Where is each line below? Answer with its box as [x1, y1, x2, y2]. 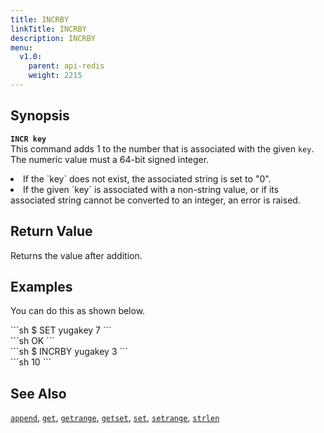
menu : [10, 42, 33, 53]
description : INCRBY [10, 33, 97, 43]
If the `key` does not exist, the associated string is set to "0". [23, 172, 272, 185]
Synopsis [10, 107, 70, 125]
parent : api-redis [28, 61, 105, 71]
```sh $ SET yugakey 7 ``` [10, 324, 112, 336]
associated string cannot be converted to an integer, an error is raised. [10, 194, 301, 206]
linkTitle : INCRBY [10, 24, 87, 34]
